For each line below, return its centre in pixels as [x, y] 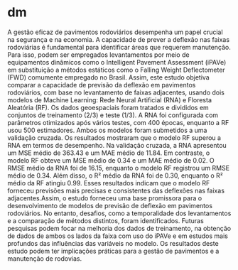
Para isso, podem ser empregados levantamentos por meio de [98, 55]
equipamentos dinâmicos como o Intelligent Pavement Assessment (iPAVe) [117, 62]
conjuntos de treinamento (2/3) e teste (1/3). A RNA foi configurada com [113, 115]
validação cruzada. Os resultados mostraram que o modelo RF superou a [114, 137]
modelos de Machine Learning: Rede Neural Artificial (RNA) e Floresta [109, 99]
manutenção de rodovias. [45, 258]
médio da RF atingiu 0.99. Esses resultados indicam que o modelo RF [109, 183]
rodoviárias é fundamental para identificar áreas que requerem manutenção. [119, 47]
